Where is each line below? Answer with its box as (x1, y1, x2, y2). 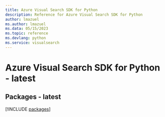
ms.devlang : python (5, 36, 46, 41)
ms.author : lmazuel (5, 21, 46, 27)
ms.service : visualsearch (5, 40, 59, 45)
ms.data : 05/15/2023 (5, 26, 49, 31)
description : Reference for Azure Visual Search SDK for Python (5, 12, 143, 17)
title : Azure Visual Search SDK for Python (5, 7, 98, 13)
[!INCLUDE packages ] (5, 106, 51, 112)
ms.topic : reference (5, 31, 49, 36)
